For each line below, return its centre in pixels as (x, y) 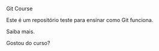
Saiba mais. (20, 31)
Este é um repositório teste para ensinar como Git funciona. (80, 20)
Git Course (19, 9)
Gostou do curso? (28, 43)
